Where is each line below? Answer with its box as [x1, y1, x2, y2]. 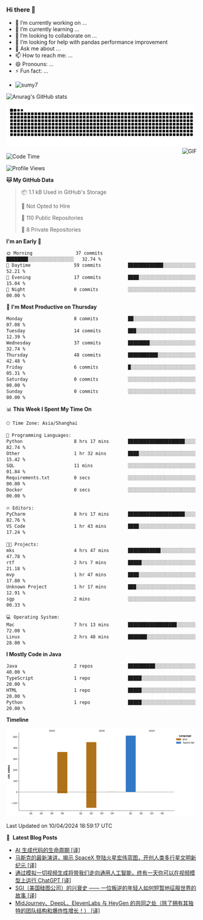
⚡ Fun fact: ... [14, 67, 48, 75]
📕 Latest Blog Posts [6, 833, 57, 841]
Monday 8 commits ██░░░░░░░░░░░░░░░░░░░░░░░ [6, 316, 196, 322]
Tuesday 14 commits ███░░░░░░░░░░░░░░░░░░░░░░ [6, 328, 196, 334]
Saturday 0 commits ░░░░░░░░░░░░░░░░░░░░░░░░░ [6, 376, 196, 382]
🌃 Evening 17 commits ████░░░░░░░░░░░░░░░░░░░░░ [6, 275, 196, 281]
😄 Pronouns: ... [14, 61, 54, 68]
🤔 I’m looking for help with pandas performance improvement [14, 39, 168, 46]
